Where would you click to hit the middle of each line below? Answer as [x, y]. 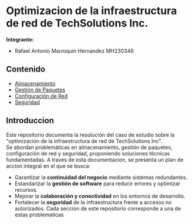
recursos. [26, 189]
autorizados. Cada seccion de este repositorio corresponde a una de [98, 208]
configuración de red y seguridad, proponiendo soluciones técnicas [88, 153]
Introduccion [30, 121]
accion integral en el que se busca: [48, 166]
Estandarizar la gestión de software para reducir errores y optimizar [97, 184]
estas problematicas [39, 215]
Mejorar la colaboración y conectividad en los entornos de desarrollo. [100, 196]
